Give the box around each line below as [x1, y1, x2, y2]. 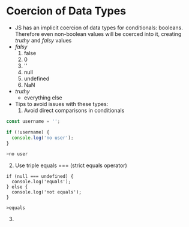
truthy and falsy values [14, 37, 72, 44]
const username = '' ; [6, 118, 61, 124]
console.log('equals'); [11, 178, 71, 185]
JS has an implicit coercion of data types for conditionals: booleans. [14, 24, 183, 31]
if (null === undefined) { [6, 174, 74, 180]
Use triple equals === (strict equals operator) [14, 162, 127, 169]
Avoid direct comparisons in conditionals [23, 107, 125, 114]
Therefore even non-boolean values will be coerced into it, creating [14, 30, 182, 37]
